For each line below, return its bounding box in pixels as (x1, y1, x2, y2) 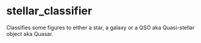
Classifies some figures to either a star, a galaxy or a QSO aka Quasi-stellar (6, 24, 195, 31)
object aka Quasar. (6, 30, 54, 37)
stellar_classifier (6, 4, 93, 18)
